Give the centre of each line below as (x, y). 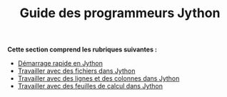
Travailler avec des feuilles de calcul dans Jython (90, 86)
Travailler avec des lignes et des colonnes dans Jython (99, 78)
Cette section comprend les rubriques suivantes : (82, 50)
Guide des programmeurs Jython (120, 13)
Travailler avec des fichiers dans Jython (76, 71)
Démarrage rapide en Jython (60, 63)
